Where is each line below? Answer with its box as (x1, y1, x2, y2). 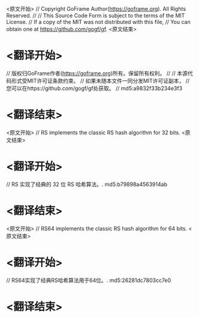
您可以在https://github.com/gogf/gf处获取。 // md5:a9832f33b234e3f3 (6, 85, 183, 92)
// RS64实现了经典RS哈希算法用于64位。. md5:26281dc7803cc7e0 (6, 277, 171, 284)
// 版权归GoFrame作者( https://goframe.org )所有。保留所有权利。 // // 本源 (6, 70, 188, 77)
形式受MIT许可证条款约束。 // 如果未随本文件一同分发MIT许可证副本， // (11, 77, 190, 84)
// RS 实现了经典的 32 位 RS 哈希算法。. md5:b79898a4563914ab (6, 181, 168, 188)
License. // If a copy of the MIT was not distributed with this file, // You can (6, 19, 191, 25)
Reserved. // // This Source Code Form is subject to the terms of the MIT (6, 12, 185, 19)
